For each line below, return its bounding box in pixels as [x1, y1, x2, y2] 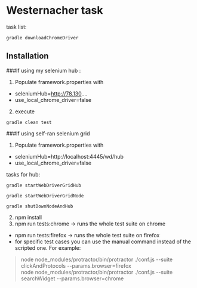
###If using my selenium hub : [6, 67, 81, 74]
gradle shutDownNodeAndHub [6, 203, 73, 209]
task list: [6, 23, 27, 30]
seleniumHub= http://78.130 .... [14, 90, 88, 97]
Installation [6, 51, 49, 61]
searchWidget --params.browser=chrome [20, 275, 124, 282]
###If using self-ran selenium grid [6, 129, 91, 137]
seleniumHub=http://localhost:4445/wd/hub [14, 153, 124, 160]
